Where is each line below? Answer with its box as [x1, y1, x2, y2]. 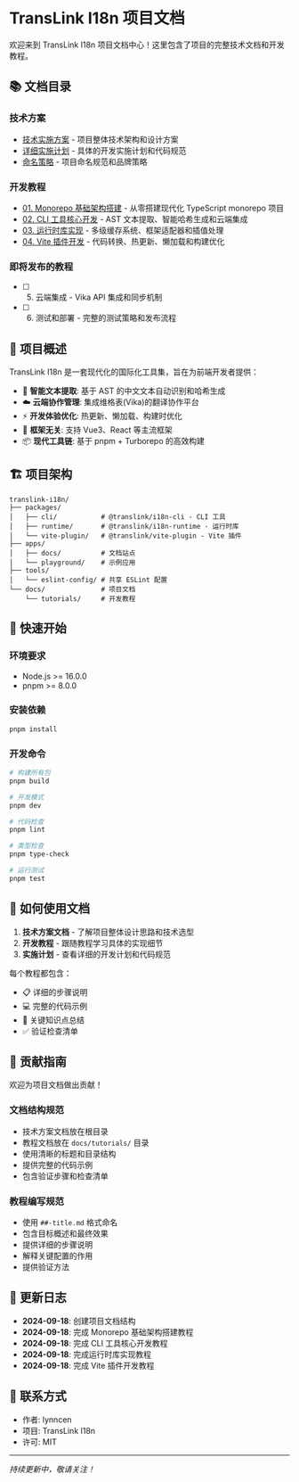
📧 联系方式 [9, 1388, 67, 1404]
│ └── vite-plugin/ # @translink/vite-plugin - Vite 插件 [9, 531, 242, 540]
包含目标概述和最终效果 [21, 1228, 109, 1239]
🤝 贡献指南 [9, 1054, 67, 1069]
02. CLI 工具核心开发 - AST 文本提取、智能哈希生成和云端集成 [21, 213, 248, 224]
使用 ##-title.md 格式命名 [21, 1216, 118, 1227]
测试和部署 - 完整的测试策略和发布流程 [35, 313, 176, 324]
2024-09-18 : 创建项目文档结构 [21, 1315, 136, 1326]
